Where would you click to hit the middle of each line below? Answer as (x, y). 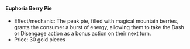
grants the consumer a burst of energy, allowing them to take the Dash (99, 27)
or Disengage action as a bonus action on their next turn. (82, 34)
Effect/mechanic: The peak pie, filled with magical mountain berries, (96, 21)
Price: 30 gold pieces (39, 40)
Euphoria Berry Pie (29, 8)
